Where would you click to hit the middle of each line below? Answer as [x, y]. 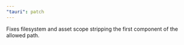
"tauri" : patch [25, 12]
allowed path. [23, 35]
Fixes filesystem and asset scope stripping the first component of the [92, 29]
